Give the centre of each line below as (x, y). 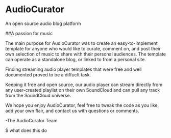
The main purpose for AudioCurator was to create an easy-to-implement (82, 43)
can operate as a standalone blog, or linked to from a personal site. (76, 59)
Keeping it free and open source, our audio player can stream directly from (84, 85)
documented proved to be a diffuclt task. (48, 74)
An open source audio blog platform (43, 23)
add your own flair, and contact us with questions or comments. (72, 111)
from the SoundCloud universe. (38, 95)
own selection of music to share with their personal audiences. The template (86, 54)
